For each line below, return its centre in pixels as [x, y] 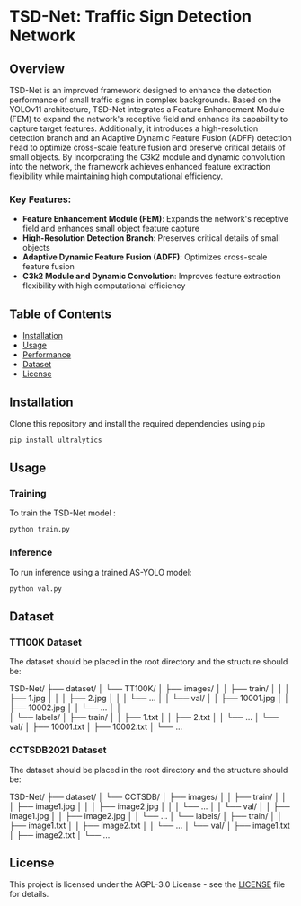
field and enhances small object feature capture [111, 229]
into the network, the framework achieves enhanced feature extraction [140, 167]
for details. [29, 894]
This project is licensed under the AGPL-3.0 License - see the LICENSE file [147, 884]
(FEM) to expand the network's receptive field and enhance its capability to [149, 119]
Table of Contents [61, 314]
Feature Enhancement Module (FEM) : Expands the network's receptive [155, 219]
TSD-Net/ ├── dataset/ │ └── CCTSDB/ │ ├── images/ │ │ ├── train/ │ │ [148, 796]
